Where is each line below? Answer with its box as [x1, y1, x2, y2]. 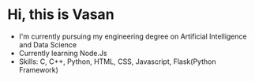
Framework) [18, 65, 58, 74]
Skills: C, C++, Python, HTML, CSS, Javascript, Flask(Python [18, 57, 216, 66]
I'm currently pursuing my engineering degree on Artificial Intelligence [18, 32, 247, 41]
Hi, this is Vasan [7, 6, 115, 24]
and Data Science [18, 39, 77, 49]
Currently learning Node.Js [18, 48, 107, 58]
